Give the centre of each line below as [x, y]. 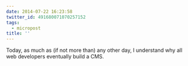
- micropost [26, 28]
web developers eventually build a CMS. [55, 57]
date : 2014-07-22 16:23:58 [39, 11]
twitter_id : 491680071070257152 [46, 17]
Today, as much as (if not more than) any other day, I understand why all [94, 50]
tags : [13, 22]
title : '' [18, 34]
